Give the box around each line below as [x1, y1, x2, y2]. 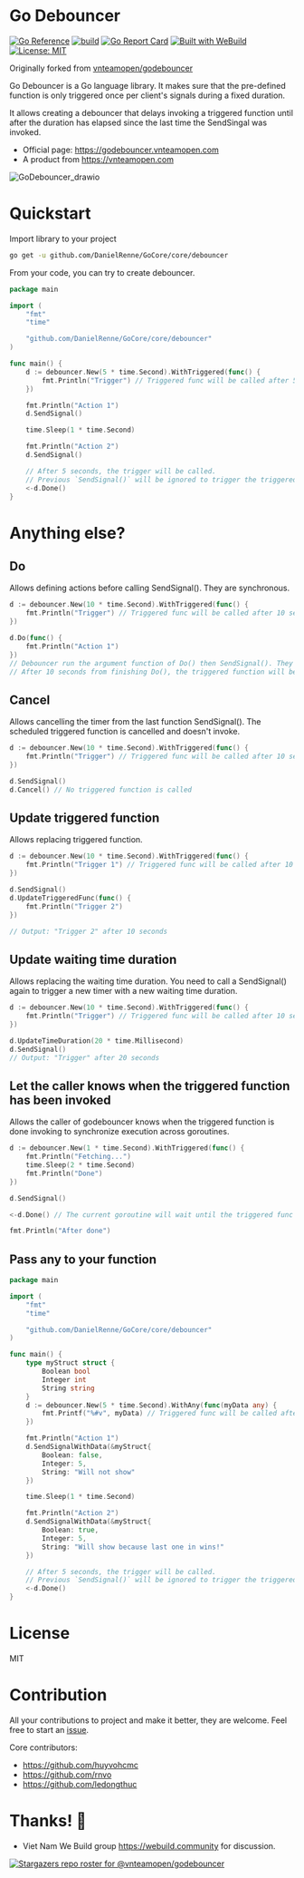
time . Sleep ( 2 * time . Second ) [25, 1161, 136, 1170]
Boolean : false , [42, 1450, 103, 1460]
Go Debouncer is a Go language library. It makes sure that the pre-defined [9, 80, 287, 91]
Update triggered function [9, 810, 160, 825]
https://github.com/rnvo [22, 1769, 112, 1780]
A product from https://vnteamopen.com [22, 153, 175, 164]
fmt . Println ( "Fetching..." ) [25, 1153, 131, 1162]
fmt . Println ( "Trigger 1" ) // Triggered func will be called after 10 [25, 861, 294, 870]
